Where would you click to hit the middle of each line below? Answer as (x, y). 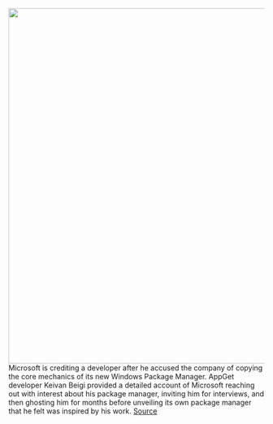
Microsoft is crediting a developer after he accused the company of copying (136, 368)
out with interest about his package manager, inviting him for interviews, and (136, 394)
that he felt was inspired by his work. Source (83, 411)
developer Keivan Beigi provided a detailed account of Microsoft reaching (132, 385)
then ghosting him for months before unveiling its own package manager (130, 402)
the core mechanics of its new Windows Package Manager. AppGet (121, 376)
